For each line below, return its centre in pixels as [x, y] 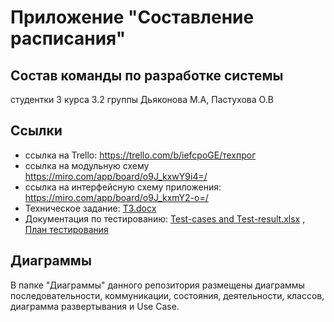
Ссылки [36, 131]
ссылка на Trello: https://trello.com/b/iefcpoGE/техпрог [140, 155]
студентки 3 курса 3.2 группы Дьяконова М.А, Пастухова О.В [142, 99]
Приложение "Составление [132, 17]
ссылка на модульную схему [87, 165]
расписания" [68, 38]
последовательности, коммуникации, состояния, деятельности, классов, [167, 295]
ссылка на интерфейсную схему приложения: [123, 187]
